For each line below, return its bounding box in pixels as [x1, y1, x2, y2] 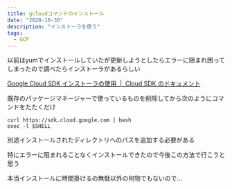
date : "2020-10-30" [7, 17, 64, 24]
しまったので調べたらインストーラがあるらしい [7, 65, 141, 73]
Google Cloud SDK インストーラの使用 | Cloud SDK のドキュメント [7, 79, 201, 88]
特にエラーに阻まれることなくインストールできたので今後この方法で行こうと [7, 151, 226, 159]
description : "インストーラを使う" [7, 23, 100, 30]
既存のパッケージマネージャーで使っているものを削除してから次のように [7, 94, 213, 103]
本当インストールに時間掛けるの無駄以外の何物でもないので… [7, 174, 182, 183]
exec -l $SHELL [7, 123, 51, 130]
